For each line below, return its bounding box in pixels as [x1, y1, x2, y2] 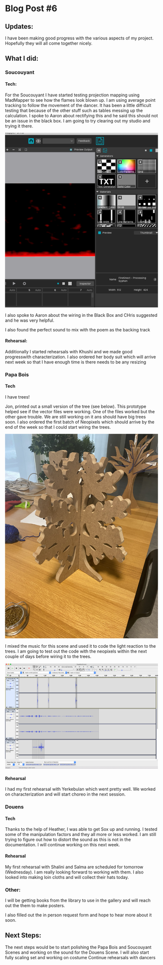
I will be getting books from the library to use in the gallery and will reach [5, 897, 151, 903]
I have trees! [5, 394, 30, 400]
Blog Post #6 [5, 3, 57, 14]
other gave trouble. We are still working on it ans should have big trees [5, 414, 146, 420]
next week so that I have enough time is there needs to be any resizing [5, 359, 147, 365]
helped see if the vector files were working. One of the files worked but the [5, 409, 155, 415]
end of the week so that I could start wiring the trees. [5, 424, 111, 430]
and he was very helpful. [5, 317, 55, 323]
